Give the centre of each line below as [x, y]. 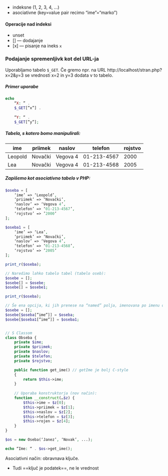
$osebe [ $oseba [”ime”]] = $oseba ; [40, 315]
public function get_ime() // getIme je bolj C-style [71, 370]
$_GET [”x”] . [28, 108]
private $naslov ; [32, 352]
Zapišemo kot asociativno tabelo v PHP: [48, 178]
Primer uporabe [22, 87]
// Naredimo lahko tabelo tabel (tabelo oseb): [56, 273]
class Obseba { [21, 338]
